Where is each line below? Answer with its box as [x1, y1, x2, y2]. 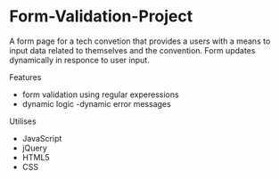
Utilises [9, 116, 37, 126]
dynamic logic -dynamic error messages [21, 98, 171, 109]
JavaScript [21, 133, 62, 143]
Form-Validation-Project [9, 6, 193, 27]
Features [9, 71, 42, 82]
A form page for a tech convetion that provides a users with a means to [9, 36, 271, 46]
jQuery [21, 142, 47, 153]
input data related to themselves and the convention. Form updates [9, 45, 256, 55]
